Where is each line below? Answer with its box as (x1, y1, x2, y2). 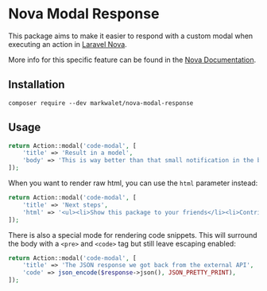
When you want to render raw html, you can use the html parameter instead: (8, 178, 258, 188)
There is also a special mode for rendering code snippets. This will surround (8, 230, 257, 239)
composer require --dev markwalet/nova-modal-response (8, 99, 194, 107)
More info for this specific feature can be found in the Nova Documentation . (8, 55, 257, 64)
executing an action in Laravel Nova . (8, 39, 127, 48)
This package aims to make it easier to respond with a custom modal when (8, 31, 253, 41)
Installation (8, 78, 65, 91)
